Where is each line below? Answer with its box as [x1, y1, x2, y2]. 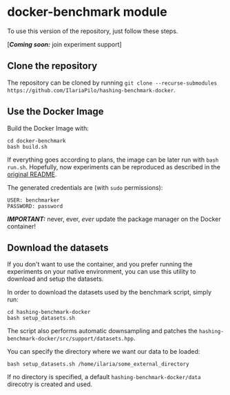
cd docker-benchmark [7, 137, 67, 145]
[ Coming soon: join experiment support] [7, 40, 122, 48]
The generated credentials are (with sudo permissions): [7, 183, 163, 191]
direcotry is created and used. [7, 380, 93, 389]
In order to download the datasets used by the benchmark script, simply [7, 288, 212, 297]
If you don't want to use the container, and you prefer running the [7, 260, 193, 268]
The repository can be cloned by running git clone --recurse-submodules [7, 78, 218, 87]
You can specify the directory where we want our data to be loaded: [7, 348, 200, 356]
